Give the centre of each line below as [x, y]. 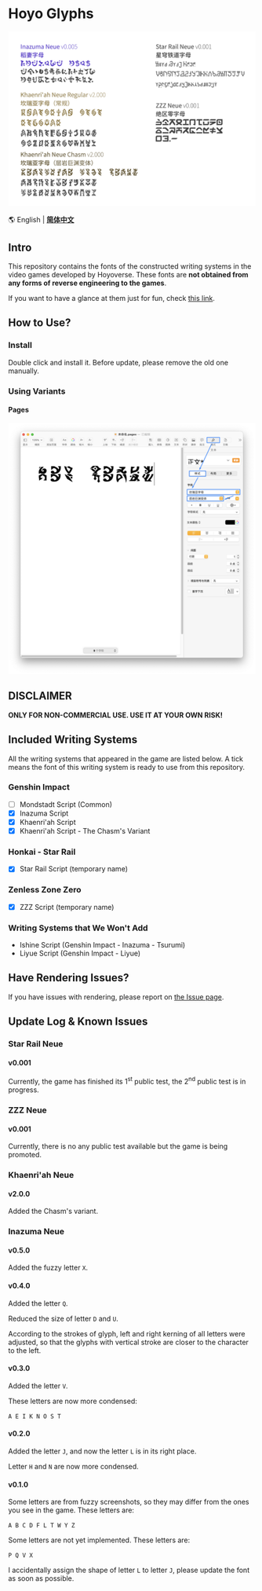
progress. [24, 1090]
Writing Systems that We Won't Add [78, 928]
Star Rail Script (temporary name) [73, 869]
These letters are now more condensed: [73, 1401]
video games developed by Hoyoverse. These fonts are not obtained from [128, 275]
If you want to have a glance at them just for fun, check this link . [112, 299]
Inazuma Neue [36, 1232]
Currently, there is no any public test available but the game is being [118, 1146]
